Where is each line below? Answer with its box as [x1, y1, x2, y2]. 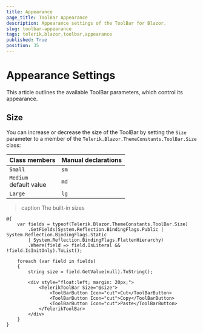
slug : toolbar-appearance [6, 25, 72, 32]
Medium [9, 174, 28, 181]
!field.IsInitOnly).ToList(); [6, 247, 83, 254]
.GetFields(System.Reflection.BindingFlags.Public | [28, 226, 164, 233]
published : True [6, 37, 47, 43]
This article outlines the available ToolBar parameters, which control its [6, 88, 183, 95]
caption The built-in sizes [21, 204, 85, 212]
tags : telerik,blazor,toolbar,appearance [6, 31, 113, 37]
